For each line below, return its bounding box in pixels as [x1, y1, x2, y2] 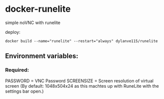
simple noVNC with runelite [5, 20, 61, 25]
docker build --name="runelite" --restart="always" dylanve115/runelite [5, 38, 158, 44]
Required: [5, 67, 30, 74]
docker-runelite [5, 3, 71, 15]
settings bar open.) [5, 88, 44, 94]
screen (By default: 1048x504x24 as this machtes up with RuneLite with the [5, 83, 159, 89]
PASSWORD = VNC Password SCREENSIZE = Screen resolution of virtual [5, 77, 154, 84]
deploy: [5, 29, 21, 35]
